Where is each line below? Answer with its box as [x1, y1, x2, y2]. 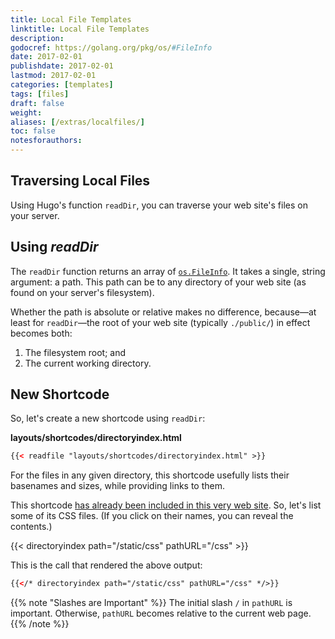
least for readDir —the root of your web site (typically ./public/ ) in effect [10, 316, 311, 328]
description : [10, 33, 65, 43]
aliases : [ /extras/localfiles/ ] [10, 117, 145, 127]
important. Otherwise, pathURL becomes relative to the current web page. [10, 607, 312, 620]
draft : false [10, 98, 65, 108]
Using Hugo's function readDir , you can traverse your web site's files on [10, 199, 308, 211]
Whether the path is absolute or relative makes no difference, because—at [10, 306, 317, 318]
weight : [10, 107, 43, 118]
